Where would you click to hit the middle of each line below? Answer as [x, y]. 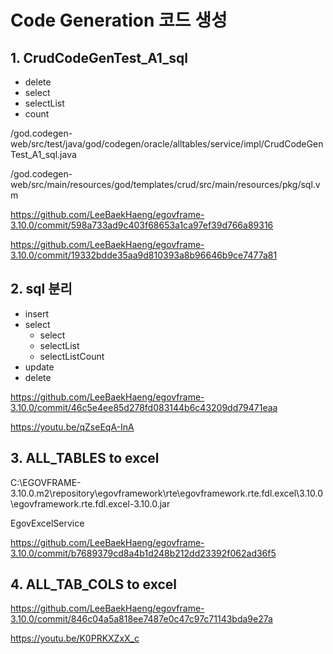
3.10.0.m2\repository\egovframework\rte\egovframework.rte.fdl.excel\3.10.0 [166, 493]
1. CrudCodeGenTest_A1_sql [99, 57]
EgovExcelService [47, 523]
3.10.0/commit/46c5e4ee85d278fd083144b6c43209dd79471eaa [144, 407]
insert [37, 313]
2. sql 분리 [41, 289]
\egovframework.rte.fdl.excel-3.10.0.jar [90, 503]
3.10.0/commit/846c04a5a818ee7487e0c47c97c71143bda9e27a [141, 619]
